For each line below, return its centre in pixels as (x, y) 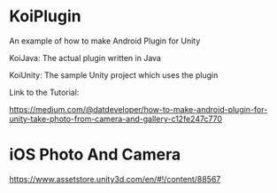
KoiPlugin (45, 16)
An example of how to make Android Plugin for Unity (105, 41)
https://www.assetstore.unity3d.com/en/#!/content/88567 (115, 179)
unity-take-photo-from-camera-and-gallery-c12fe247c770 (116, 119)
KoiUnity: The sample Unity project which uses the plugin (114, 75)
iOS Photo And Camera (95, 154)
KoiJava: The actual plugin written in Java (85, 58)
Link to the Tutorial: (44, 92)
